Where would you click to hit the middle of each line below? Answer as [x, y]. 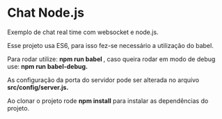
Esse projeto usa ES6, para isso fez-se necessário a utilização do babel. [110, 45]
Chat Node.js [46, 13]
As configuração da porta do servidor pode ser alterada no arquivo [103, 80]
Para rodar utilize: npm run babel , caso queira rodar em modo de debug [111, 59]
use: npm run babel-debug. [48, 66]
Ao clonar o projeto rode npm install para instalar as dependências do [108, 101]
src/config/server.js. [38, 87]
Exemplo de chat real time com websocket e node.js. [83, 32]
